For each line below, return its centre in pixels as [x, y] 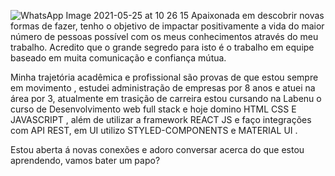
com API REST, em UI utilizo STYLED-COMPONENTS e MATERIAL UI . [154, 130]
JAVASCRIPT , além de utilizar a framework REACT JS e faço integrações [161, 119]
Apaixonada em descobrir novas [257, 15]
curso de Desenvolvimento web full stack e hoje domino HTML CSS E [153, 109]
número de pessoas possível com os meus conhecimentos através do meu [164, 36]
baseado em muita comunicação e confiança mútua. [118, 58]
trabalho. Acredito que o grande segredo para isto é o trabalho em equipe [162, 47]
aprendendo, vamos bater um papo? [85, 160]
